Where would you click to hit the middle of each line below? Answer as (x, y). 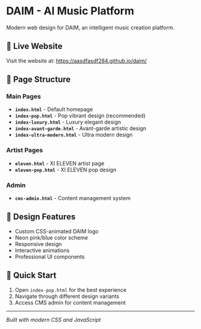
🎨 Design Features (41, 217)
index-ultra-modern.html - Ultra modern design (74, 135)
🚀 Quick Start (31, 276)
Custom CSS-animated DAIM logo (57, 231)
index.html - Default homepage (54, 109)
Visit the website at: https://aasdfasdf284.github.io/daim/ (77, 60)
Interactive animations (42, 250)
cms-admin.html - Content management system (73, 198)
